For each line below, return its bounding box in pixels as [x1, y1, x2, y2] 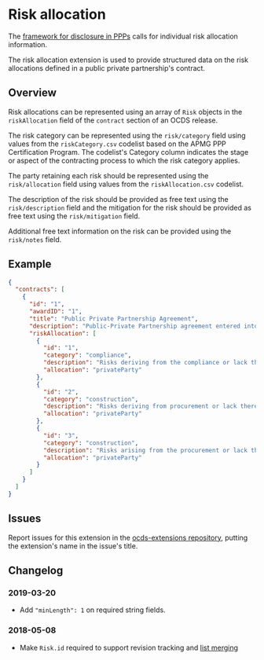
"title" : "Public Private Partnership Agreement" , [28, 314, 199, 323]
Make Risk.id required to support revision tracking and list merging [19, 643, 238, 652]
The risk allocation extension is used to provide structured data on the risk [8, 55, 249, 64]
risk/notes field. [8, 234, 62, 244]
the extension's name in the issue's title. [8, 541, 138, 551]
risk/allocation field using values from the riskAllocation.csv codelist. [8, 179, 244, 189]
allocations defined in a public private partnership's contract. [8, 63, 206, 72]
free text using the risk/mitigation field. [8, 211, 141, 221]
